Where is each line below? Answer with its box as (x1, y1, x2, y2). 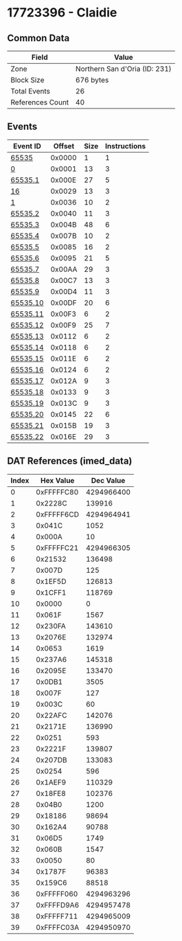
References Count (10, 98, 69, 107)
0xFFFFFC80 (36, 487, 79, 497)
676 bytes (75, 76, 109, 84)
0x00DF (50, 297, 77, 307)
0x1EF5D (36, 576, 67, 586)
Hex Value (40, 475, 75, 485)
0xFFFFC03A (36, 922, 80, 932)
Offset (53, 141, 75, 150)
